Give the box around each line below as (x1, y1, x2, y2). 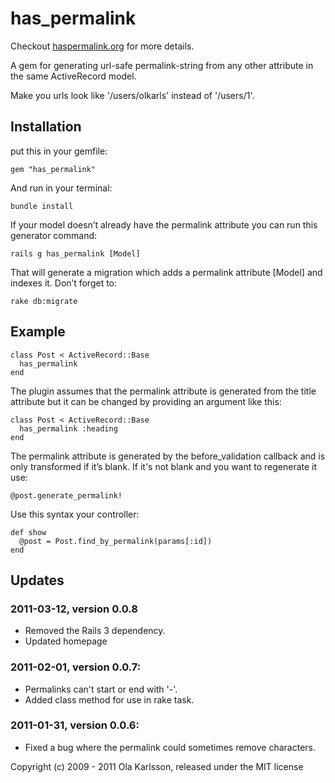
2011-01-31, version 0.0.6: (10, 718, 140, 732)
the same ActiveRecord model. (10, 70, 137, 82)
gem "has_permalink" (10, 164, 97, 174)
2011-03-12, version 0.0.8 (10, 602, 138, 616)
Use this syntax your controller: (10, 508, 140, 520)
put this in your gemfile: (10, 145, 108, 157)
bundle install (10, 201, 74, 211)
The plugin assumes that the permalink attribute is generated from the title (10, 385, 317, 397)
